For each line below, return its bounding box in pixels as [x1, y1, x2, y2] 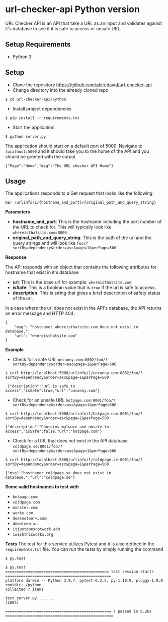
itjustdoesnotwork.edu [12, 527, 60, 532]
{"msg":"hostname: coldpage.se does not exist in [5, 471, 112, 476]
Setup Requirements [5, 40, 71, 49]
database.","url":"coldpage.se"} [5, 475, 75, 480]
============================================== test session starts [5, 569, 154, 575]
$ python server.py [5, 134, 46, 139]
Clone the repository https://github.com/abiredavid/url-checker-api [12, 82, 152, 88]
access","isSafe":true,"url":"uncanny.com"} [5, 388, 100, 393]
